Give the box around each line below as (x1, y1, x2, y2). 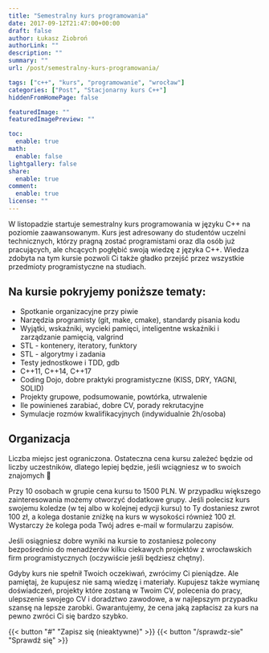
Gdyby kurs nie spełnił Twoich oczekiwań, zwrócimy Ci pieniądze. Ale (8, 568, 239, 578)
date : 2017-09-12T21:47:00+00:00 (8, 19, 120, 27)
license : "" (8, 198, 48, 206)
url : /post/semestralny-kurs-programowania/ (8, 64, 160, 72)
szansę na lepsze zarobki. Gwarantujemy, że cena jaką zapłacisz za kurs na (8, 602, 259, 612)
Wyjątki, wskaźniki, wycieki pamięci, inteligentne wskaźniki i (19, 323, 219, 333)
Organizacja (8, 432, 71, 446)
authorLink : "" (8, 42, 59, 50)
